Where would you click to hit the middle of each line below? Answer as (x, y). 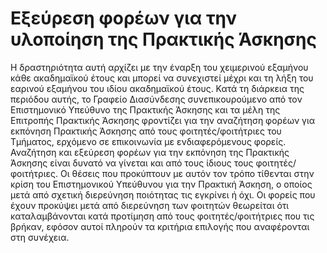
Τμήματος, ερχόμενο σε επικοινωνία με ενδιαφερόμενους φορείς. (148, 141)
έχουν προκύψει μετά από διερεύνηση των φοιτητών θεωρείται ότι (150, 205)
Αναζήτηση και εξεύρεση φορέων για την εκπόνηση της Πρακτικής (150, 152)
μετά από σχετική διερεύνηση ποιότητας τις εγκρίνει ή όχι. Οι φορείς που (163, 194)
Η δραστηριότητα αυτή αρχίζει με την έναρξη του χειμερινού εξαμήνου (159, 67)
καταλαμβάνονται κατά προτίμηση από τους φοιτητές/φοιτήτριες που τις (162, 216)
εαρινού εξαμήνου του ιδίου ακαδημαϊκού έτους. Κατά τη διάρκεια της (157, 88)
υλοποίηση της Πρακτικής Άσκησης (163, 39)
